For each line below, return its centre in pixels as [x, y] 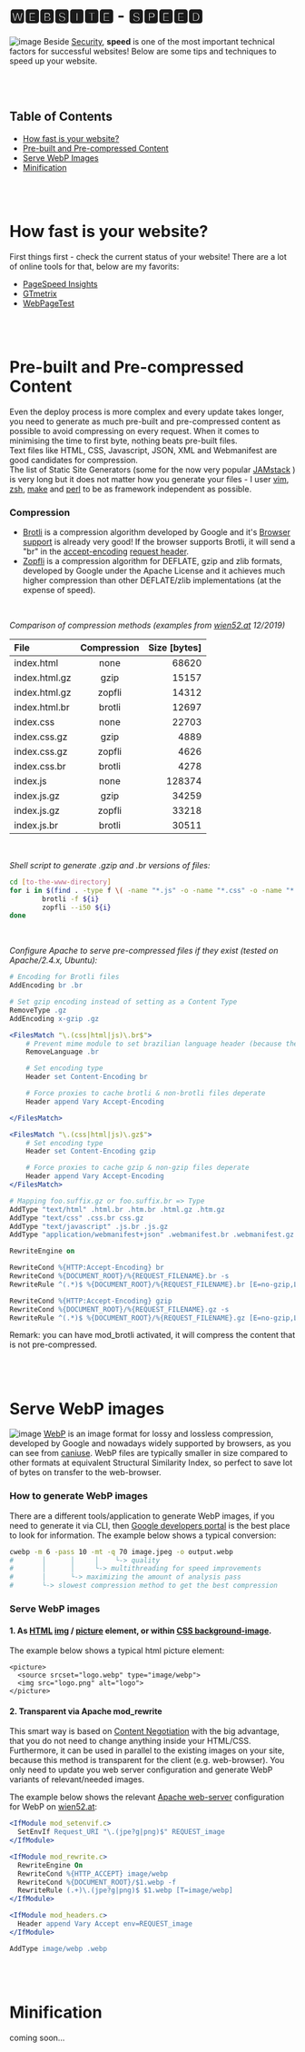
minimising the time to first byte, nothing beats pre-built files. [123, 441]
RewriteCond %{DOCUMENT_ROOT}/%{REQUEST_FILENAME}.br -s [119, 1276]
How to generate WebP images [79, 1496]
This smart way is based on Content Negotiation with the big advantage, [144, 1731]
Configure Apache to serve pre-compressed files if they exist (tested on [144, 951]
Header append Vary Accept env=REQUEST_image [105, 1924]
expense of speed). [59, 590]
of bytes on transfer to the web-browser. [85, 1472]
